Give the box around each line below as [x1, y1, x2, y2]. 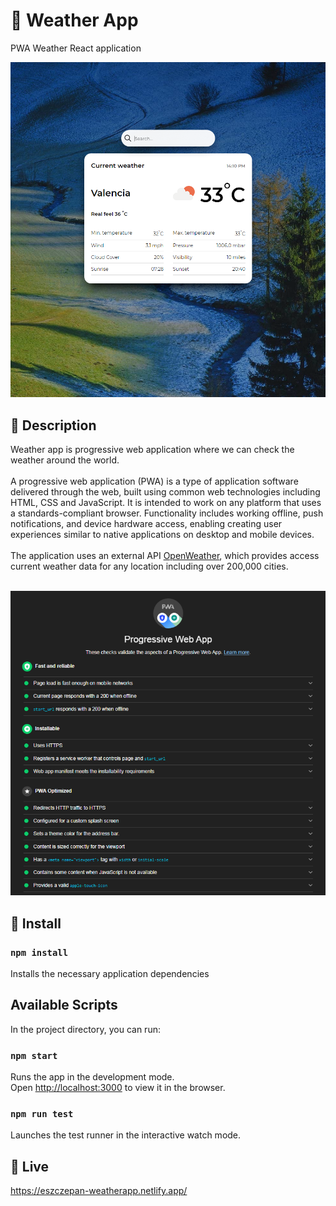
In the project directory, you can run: [10, 1023, 161, 1035]
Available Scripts [10, 997, 118, 1014]
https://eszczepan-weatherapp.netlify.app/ [10, 1185, 188, 1197]
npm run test [10, 1109, 74, 1120]
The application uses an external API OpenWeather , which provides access [10, 549, 320, 561]
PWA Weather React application [10, 42, 142, 54]
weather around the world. [10, 454, 120, 466]
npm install [10, 947, 69, 958]
